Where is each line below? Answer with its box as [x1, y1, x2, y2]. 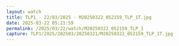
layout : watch [6, 8, 42, 15]
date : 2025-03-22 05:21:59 [6, 20, 74, 26]
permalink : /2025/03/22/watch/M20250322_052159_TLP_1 [6, 25, 144, 32]
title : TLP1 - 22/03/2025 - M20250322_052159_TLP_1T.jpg [6, 14, 152, 20]
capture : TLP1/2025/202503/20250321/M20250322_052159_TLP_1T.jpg [6, 31, 173, 37]
